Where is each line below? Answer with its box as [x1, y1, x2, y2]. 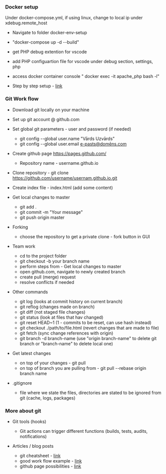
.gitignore [12, 380, 32, 386]
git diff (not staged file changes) [19, 309, 86, 315]
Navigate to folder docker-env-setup [12, 30, 88, 36]
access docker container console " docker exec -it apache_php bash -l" [12, 73, 160, 79]
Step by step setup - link [12, 83, 63, 89]
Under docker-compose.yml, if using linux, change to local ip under [5, 15, 143, 21]
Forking [12, 224, 28, 230]
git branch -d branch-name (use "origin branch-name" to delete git [19, 335, 157, 341]
